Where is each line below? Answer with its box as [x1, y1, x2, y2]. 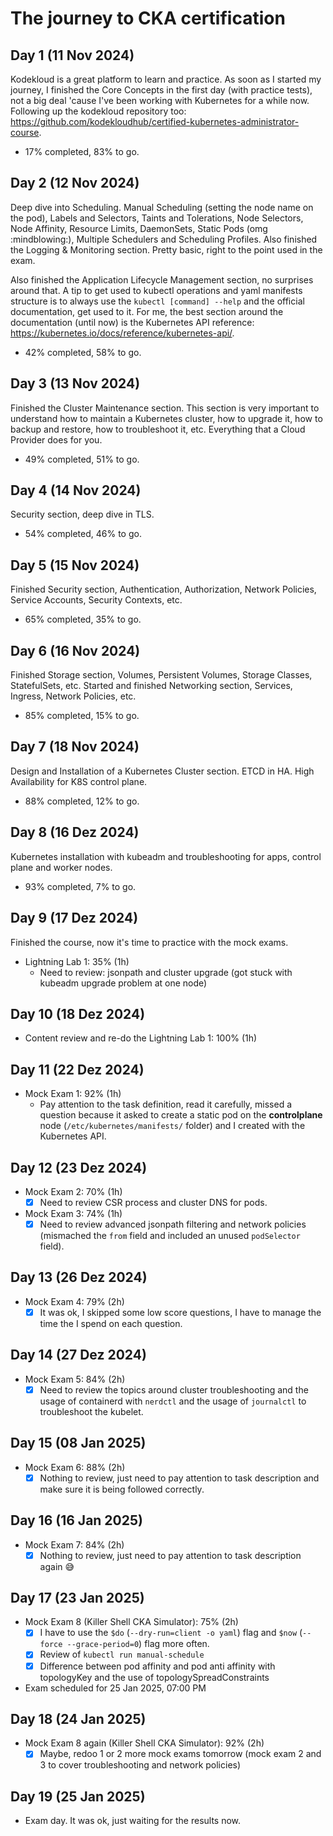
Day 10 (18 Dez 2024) [10, 1005, 146, 1022]
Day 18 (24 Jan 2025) [10, 1710, 147, 1727]
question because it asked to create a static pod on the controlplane [39, 1109, 323, 1121]
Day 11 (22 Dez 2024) [10, 1061, 145, 1078]
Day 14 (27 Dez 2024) [10, 1347, 147, 1364]
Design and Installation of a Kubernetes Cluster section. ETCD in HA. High [10, 765, 315, 777]
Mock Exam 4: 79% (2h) [24, 1295, 125, 1307]
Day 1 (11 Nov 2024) [10, 47, 135, 64]
